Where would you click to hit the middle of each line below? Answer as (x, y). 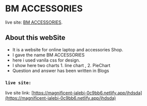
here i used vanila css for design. (46, 60)
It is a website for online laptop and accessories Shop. (68, 49)
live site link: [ (19, 93)
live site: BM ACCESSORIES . (34, 22)
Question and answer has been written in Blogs (61, 71)
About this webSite (35, 38)
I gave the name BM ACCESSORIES (48, 55)
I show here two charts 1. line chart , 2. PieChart (61, 65)
